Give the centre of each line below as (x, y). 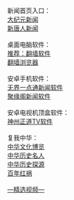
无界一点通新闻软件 (35, 87)
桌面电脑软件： (29, 45)
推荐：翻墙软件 (29, 53)
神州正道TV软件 (30, 121)
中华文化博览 (26, 147)
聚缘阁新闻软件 (29, 96)
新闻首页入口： (29, 11)
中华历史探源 (26, 164)
